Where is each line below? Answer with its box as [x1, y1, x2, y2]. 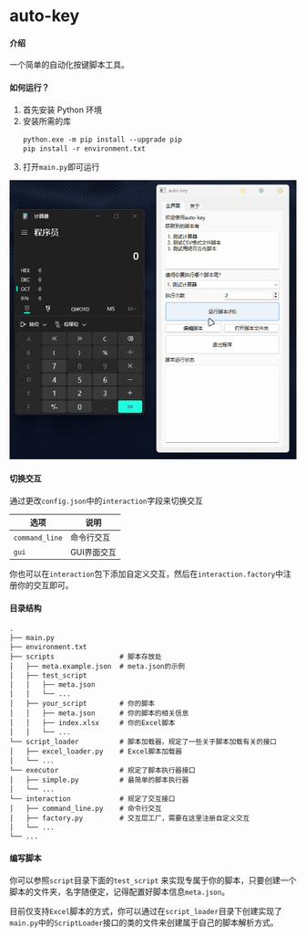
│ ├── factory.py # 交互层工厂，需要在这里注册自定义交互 [9, 814, 250, 823]
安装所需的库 [22, 115, 71, 126]
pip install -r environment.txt [22, 143, 146, 153]
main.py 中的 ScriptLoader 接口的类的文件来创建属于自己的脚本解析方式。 [9, 917, 280, 928]
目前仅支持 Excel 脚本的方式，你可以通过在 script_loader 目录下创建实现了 [9, 905, 282, 916]
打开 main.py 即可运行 [22, 161, 100, 172]
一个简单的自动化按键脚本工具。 [9, 59, 129, 70]
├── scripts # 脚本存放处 [9, 652, 162, 662]
